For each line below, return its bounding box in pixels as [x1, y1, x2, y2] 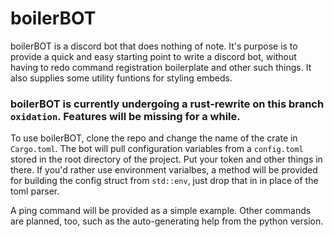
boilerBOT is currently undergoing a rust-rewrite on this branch [10, 97, 325, 111]
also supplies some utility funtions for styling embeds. [10, 72, 233, 84]
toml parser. [10, 185, 60, 197]
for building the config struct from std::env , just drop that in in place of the [10, 175, 319, 187]
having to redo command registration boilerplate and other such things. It [10, 61, 312, 73]
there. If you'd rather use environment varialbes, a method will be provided [10, 164, 318, 176]
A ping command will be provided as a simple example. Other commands [10, 205, 312, 217]
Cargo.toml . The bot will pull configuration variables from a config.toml [10, 143, 304, 155]
